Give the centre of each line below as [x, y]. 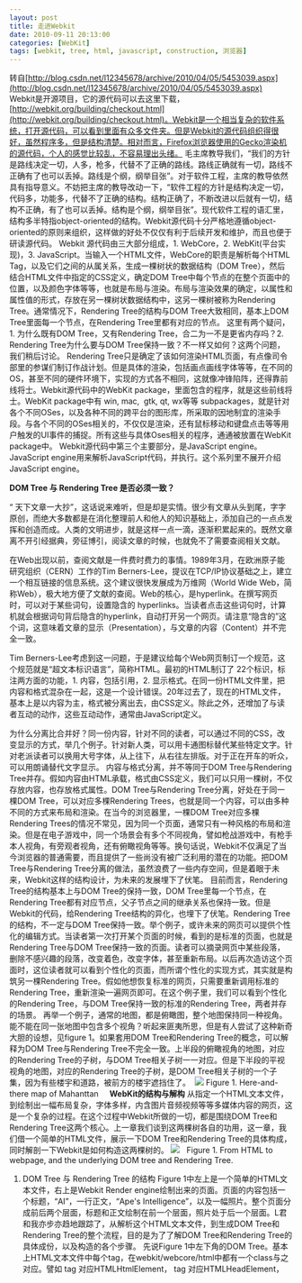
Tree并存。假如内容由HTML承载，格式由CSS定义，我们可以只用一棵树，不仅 [151, 778]
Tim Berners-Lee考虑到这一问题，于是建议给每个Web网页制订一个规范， [144, 658]
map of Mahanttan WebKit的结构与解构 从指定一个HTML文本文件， [160, 1094]
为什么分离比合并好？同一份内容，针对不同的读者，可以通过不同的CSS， [143, 733]
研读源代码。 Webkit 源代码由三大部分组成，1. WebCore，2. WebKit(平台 [144, 243]
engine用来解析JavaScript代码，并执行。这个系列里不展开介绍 [166, 458]
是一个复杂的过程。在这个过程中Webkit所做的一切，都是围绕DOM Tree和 [143, 1116]
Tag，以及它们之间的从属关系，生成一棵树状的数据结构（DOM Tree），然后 [147, 266]
